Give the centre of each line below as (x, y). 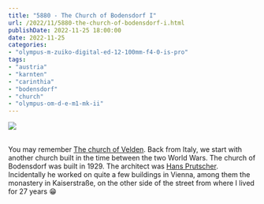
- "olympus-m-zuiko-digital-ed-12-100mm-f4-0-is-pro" (99, 52)
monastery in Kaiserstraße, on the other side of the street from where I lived (131, 183)
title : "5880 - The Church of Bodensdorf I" (82, 15)
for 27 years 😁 (32, 191)
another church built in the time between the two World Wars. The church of (132, 158)
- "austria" (28, 67)
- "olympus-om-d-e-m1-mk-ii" (56, 104)
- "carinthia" (32, 81)
